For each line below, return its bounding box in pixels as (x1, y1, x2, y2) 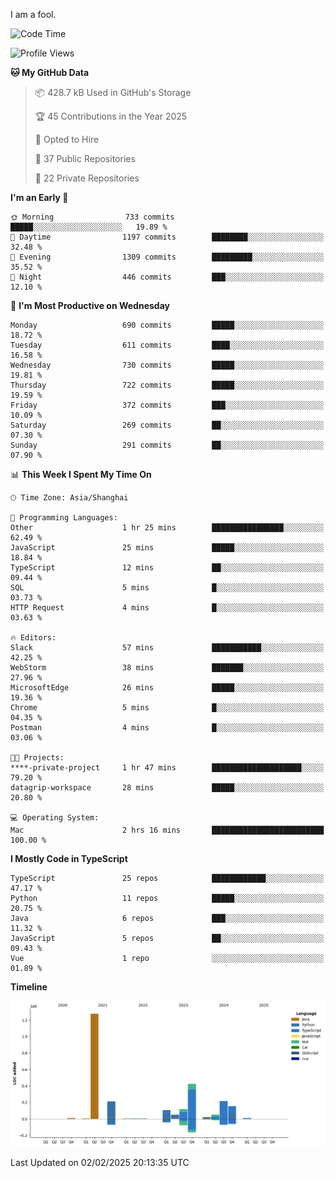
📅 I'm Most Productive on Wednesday (10, 300, 170, 311)
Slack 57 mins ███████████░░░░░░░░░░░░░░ (10, 643, 325, 653)
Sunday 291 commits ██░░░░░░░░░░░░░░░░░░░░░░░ (10, 440, 325, 450)
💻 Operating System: (10, 813, 100, 823)
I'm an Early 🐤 (10, 192, 69, 203)
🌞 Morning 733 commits (10, 212, 175, 222)
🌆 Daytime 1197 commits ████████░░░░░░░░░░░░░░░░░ (10, 232, 325, 242)
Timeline (10, 981, 48, 993)
